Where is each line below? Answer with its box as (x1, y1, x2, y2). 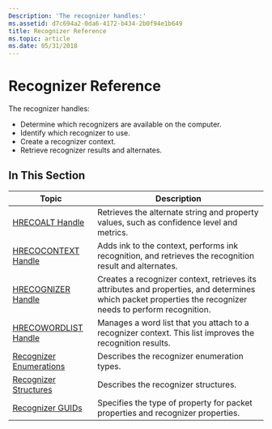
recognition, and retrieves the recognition (96, 250, 255, 261)
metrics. (96, 226, 129, 238)
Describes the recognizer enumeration (96, 350, 244, 362)
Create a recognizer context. (19, 137, 116, 147)
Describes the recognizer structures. (96, 379, 237, 390)
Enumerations (12, 360, 66, 371)
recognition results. (96, 337, 171, 349)
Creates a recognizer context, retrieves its (96, 273, 257, 285)
